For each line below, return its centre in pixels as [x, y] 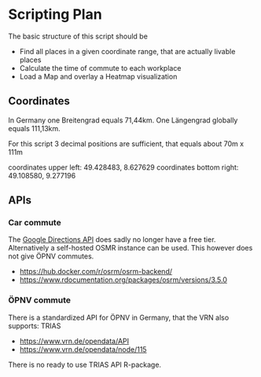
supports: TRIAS [35, 326]
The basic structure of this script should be [78, 36]
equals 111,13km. [34, 128]
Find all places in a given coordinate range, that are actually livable [127, 51]
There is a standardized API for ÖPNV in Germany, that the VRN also [119, 317]
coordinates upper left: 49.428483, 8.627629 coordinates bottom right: [123, 167]
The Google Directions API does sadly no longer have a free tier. [112, 240]
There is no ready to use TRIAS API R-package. [85, 364]
